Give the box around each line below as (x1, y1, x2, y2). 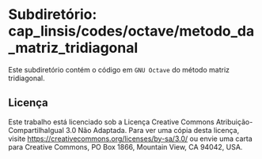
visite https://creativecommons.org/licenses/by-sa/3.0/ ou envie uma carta (8, 134, 253, 143)
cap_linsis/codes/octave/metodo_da (8, 22, 255, 40)
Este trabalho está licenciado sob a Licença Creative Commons (8, 116, 215, 127)
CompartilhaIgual (8, 125, 65, 135)
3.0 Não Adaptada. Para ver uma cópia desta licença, (66, 125, 240, 135)
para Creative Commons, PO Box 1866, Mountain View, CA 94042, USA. (8, 142, 243, 151)
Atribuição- (215, 116, 253, 127)
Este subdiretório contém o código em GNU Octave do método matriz (8, 65, 230, 74)
